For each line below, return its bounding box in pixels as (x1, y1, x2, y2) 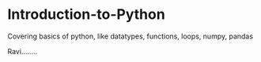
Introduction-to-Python (7, 5, 165, 24)
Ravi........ (7, 46, 38, 56)
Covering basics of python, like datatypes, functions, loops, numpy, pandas (7, 31, 254, 41)
